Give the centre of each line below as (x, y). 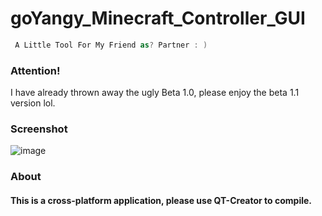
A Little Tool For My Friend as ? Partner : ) (111, 45)
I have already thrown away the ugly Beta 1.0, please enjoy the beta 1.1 (155, 93)
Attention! (35, 70)
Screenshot (39, 129)
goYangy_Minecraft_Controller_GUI (158, 18)
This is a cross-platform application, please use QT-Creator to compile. (161, 200)
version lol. (33, 103)
